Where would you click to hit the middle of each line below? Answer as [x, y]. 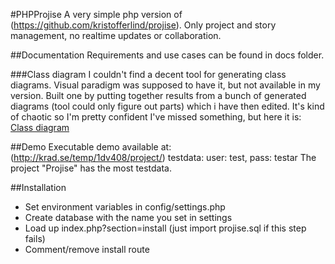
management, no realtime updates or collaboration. [116, 35]
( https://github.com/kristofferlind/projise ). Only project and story [143, 25]
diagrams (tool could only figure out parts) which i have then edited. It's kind [167, 106]
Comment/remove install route [87, 249]
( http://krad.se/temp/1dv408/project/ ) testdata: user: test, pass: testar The [163, 157]
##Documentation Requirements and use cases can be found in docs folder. [167, 55]
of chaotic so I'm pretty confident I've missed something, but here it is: [156, 117]
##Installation [38, 187]
